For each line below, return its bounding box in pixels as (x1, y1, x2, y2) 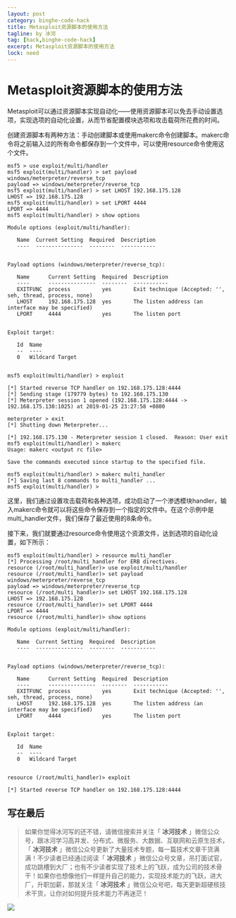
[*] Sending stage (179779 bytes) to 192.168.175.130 (7, 391, 169, 398)
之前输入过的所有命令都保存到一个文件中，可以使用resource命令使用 (19, 139, 218, 148)
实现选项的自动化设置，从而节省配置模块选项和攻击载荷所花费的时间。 (19, 116, 223, 124)
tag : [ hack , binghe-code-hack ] (7, 37, 97, 44)
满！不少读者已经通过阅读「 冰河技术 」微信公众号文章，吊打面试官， (24, 854, 226, 862)
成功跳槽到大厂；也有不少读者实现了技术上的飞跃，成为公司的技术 (24, 862, 216, 871)
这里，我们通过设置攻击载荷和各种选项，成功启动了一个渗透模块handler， (7, 496, 221, 505)
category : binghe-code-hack (7, 17, 90, 24)
